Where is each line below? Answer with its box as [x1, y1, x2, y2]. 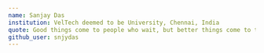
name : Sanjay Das [8, 11, 65, 19]
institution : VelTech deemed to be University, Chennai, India [8, 19, 220, 26]
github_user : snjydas [8, 33, 79, 41]
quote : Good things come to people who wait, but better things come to [8, 26, 251, 34]
